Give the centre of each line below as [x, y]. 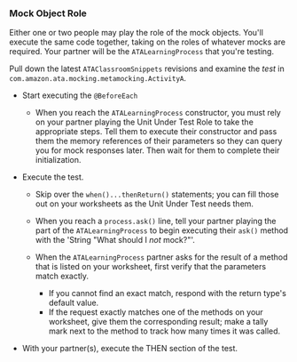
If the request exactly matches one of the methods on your [156, 312]
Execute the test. [53, 177]
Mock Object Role [48, 13]
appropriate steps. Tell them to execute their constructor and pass [156, 132]
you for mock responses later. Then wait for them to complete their [157, 150]
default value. [74, 303]
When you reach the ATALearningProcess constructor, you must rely [158, 113]
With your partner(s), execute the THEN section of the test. [129, 349]
